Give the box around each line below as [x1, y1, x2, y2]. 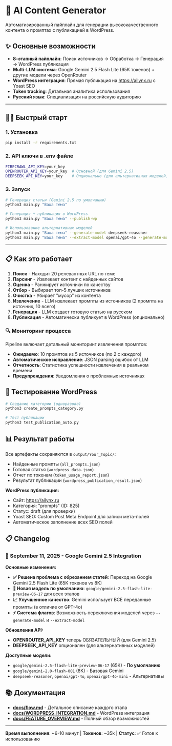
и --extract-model [46, 617, 85, 623]
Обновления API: [5, 627, 44, 633]
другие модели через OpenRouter [12, 72, 87, 78]
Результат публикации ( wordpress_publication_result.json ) [12, 477, 142, 483]
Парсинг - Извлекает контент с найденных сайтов [12, 276, 124, 283]
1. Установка [5, 129, 38, 136]
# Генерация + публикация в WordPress [5, 211, 88, 217]
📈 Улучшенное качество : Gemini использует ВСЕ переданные [12, 596, 151, 602]
